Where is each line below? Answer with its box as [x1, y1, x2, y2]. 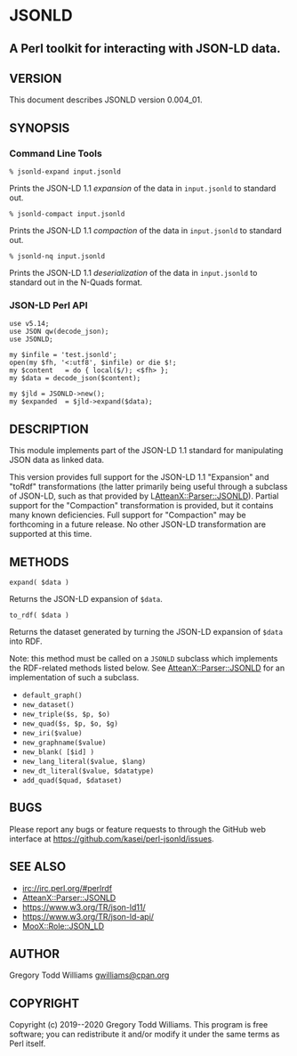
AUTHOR [9, 946, 60, 962]
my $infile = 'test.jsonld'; [9, 351, 117, 360]
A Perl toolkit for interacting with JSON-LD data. [9, 41, 281, 56]
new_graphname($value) [21, 738, 107, 747]
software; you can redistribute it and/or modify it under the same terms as [9, 1029, 280, 1040]
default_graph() [21, 691, 83, 700]
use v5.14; [9, 320, 50, 329]
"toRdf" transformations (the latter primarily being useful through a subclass [9, 482, 288, 492]
